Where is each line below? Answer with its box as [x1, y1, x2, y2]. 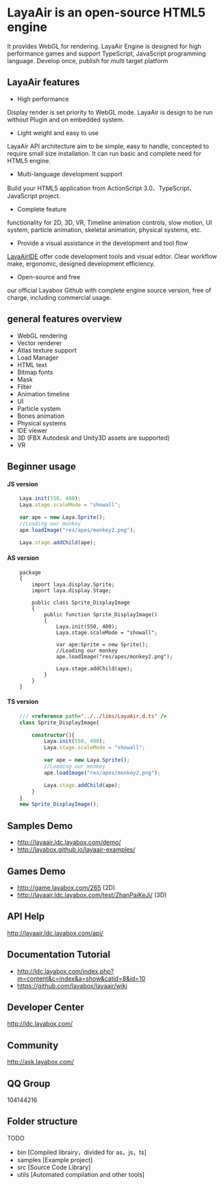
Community [7, 1040, 59, 1051]
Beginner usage [7, 460, 77, 472]
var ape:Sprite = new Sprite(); [55, 641, 149, 648]
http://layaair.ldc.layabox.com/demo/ [16, 838, 121, 847]
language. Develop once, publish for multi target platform [7, 56, 169, 64]
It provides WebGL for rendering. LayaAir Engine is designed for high [7, 42, 202, 50]
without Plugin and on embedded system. [7, 115, 125, 124]
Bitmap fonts [16, 368, 53, 376]
